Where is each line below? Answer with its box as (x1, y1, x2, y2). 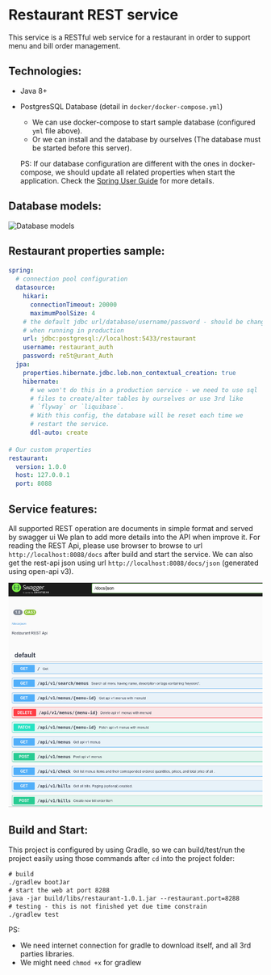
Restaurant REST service (8, 6, 179, 24)
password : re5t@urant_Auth (23, 352, 114, 361)
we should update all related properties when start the (55, 167, 236, 177)
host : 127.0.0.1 (15, 471, 70, 479)
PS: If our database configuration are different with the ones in (19, 158, 228, 168)
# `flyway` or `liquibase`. (29, 403, 125, 412)
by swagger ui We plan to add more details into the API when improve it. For (8, 532, 261, 542)
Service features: (8, 502, 98, 516)
